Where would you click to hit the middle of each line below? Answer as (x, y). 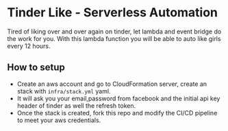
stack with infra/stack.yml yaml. (64, 91)
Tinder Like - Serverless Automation (112, 13)
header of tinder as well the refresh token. (76, 105)
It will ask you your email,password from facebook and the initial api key (118, 98)
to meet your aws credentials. (59, 120)
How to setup (36, 67)
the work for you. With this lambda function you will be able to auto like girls (114, 38)
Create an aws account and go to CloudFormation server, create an (112, 84)
